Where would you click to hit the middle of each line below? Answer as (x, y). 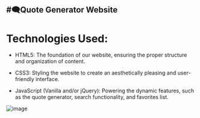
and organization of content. (50, 61)
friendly (25, 79)
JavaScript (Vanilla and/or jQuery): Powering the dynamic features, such (104, 91)
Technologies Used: (57, 38)
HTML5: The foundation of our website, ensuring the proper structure (101, 55)
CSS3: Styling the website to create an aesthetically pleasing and (95, 73)
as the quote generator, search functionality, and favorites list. (92, 97)
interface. (47, 79)
